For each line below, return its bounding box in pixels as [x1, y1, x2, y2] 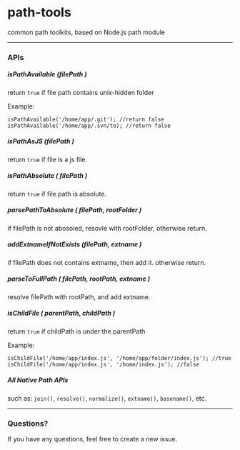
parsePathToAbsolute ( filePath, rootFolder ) [7, 206, 142, 214]
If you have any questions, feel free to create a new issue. [7, 434, 178, 443]
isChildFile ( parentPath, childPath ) [7, 309, 116, 318]
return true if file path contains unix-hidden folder [7, 88, 154, 96]
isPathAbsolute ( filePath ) [7, 171, 88, 180]
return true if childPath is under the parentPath [7, 326, 146, 336]
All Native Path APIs [7, 376, 69, 384]
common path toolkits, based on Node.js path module [7, 28, 166, 36]
